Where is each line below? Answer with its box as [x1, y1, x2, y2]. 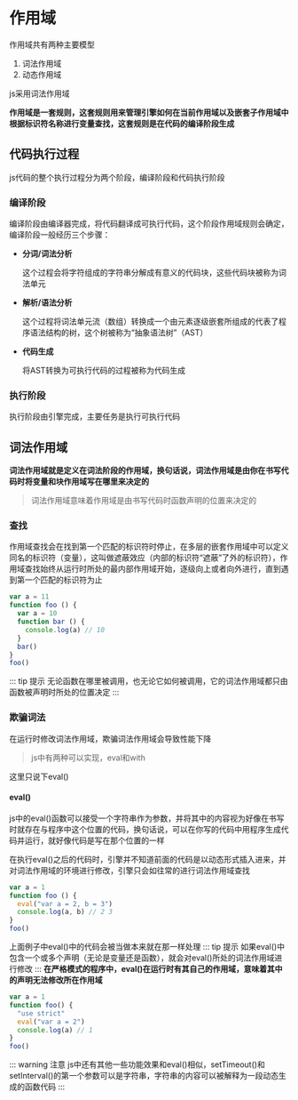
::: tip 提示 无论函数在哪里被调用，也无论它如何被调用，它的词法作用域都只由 [9, 676, 288, 686]
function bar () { [17, 617, 86, 627]
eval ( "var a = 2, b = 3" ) [17, 899, 114, 908]
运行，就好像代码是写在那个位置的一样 [24, 835, 165, 846]
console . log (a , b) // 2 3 [17, 908, 114, 917]
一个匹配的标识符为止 [24, 574, 103, 585]
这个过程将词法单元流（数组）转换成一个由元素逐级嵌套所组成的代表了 [21, 317, 279, 327]
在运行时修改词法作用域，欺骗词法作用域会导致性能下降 [9, 733, 211, 743]
